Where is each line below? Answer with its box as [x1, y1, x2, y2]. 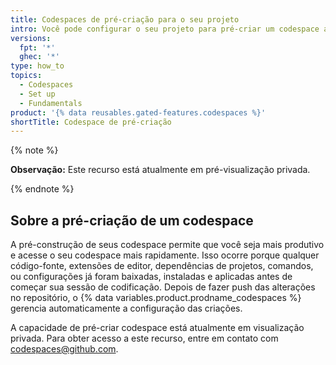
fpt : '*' [19, 42, 56, 53]
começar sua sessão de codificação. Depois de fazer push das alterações [10, 281, 316, 293]
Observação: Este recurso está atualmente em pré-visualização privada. [10, 164, 311, 176]
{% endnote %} [10, 183, 75, 195]
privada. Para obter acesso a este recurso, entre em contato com [10, 332, 279, 345]
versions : [10, 33, 52, 43]
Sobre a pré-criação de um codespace [10, 212, 254, 229]
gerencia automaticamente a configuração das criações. [10, 302, 243, 315]
